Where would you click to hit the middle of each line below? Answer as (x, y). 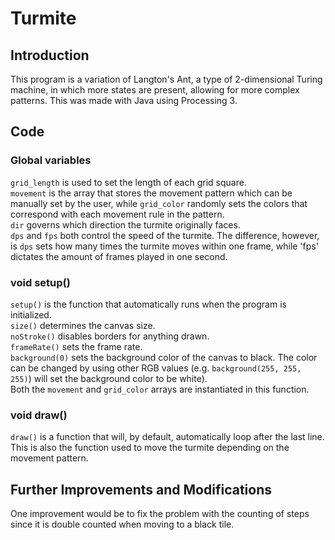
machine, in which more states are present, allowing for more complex (155, 90)
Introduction (50, 55)
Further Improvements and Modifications (141, 489)
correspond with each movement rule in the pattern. (117, 214)
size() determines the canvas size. (83, 325)
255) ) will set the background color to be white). (109, 378)
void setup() (40, 282)
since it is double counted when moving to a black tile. (122, 524)
